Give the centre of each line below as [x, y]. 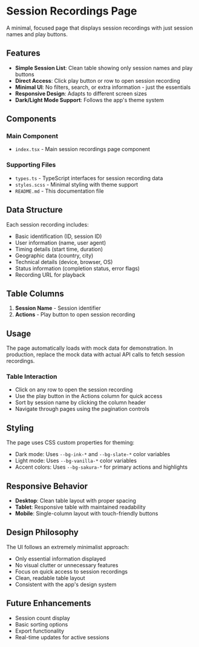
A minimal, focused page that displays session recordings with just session [100, 28]
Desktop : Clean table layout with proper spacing [75, 501]
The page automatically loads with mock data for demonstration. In [90, 348]
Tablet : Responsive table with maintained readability [80, 507]
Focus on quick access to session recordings [71, 571]
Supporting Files [31, 165]
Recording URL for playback [50, 275]
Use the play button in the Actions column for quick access [89, 396]
